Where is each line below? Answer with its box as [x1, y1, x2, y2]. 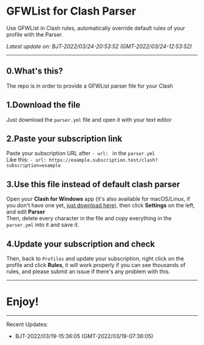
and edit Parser [6, 208, 46, 215]
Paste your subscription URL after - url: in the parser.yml [6, 150, 155, 157]
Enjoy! [6, 295, 39, 308]
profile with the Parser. [6, 30, 63, 38]
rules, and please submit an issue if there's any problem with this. [6, 268, 171, 275]
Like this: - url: [6, 156, 47, 164]
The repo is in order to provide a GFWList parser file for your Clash [6, 82, 173, 89]
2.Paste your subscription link [6, 133, 123, 144]
